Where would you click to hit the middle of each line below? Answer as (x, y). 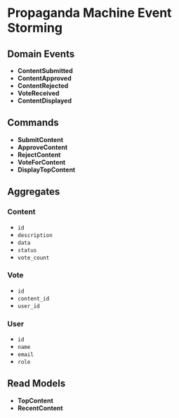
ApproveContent (42, 147)
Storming (35, 28)
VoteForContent (41, 162)
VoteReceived (38, 93)
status (27, 250)
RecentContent (40, 408)
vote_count (33, 258)
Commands (33, 123)
